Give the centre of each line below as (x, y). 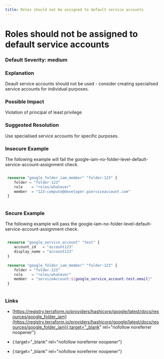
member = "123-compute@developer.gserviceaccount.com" (72, 192)
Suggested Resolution (32, 125)
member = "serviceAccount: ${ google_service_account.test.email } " (83, 279)
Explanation (20, 73)
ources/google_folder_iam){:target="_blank (56, 327)
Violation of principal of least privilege (43, 112)
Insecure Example (27, 149)
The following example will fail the (39, 159)
